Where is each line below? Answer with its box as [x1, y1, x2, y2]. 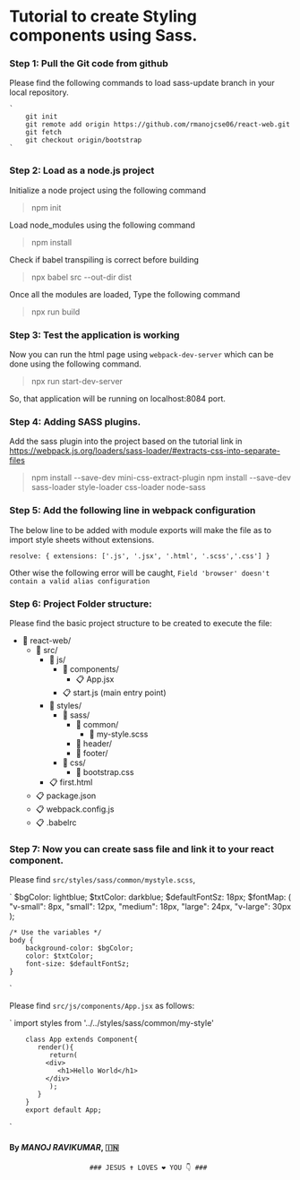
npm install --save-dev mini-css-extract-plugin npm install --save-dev [30, 472, 291, 483]
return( [48, 1051, 78, 1060]
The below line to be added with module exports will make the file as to [9, 524, 271, 535]
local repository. [9, 87, 69, 98]
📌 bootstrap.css [75, 766, 134, 777]
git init [25, 112, 58, 122]
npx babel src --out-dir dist [30, 271, 133, 282]
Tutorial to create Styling [9, 6, 197, 27]
